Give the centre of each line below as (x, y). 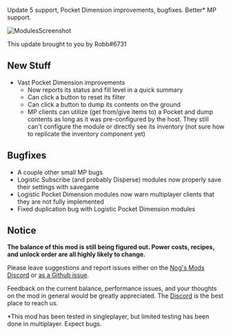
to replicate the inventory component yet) (87, 133)
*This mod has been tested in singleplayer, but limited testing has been (108, 316)
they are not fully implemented (61, 201)
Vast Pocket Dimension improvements (71, 82)
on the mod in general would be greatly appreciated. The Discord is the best (115, 296)
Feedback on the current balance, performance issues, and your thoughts (112, 289)
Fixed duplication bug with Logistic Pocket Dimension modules (106, 209)
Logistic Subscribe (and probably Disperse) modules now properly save (119, 180)
